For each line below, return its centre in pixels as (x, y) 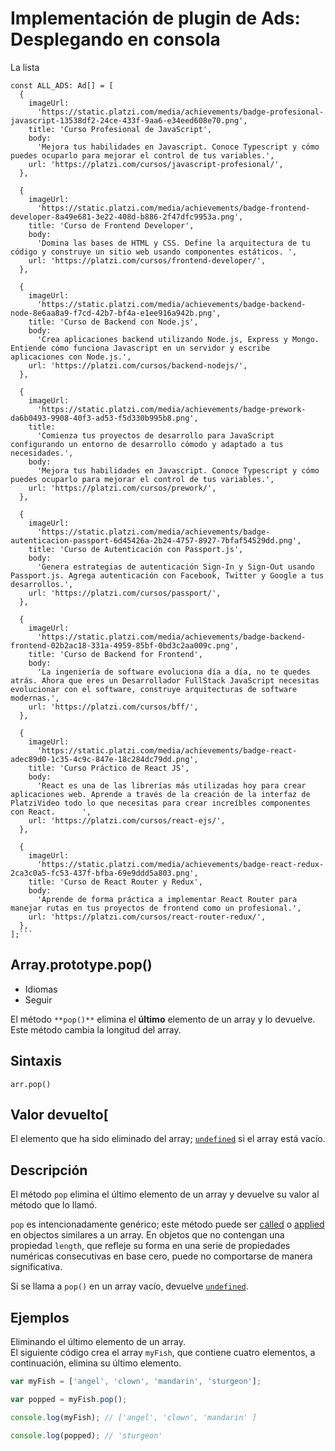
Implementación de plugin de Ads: (155, 18)
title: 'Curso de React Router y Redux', (115, 882)
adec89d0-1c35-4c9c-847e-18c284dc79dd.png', (104, 759)
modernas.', (35, 698)
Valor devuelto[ (59, 1114)
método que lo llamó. (54, 1205)
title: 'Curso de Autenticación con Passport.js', (136, 549)
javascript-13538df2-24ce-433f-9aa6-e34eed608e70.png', (129, 120)
